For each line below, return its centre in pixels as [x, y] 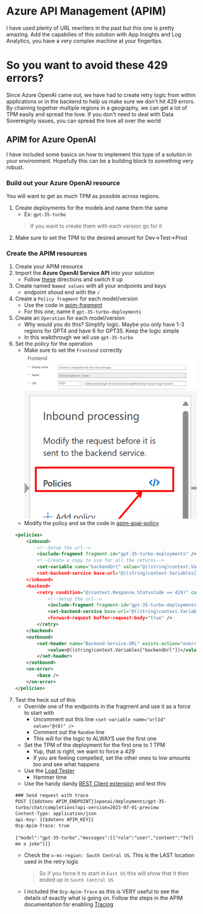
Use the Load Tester [49, 770]
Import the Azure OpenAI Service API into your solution [85, 273]
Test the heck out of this [45, 700]
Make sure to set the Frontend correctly [73, 350]
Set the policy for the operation [53, 344]
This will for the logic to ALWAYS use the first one [95, 738]
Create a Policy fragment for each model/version [76, 299]
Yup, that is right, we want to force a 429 [84, 751]
